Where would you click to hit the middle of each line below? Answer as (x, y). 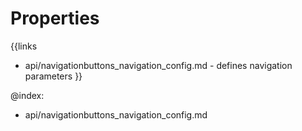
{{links (24, 46)
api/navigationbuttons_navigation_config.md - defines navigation (158, 65)
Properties (55, 18)
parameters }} (53, 76)
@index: (27, 95)
